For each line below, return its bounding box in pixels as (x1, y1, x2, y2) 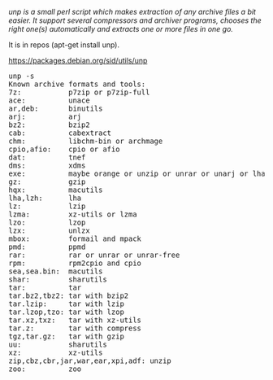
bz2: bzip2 (8, 120, 91, 129)
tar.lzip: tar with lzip (8, 299, 124, 308)
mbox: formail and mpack (8, 234, 142, 243)
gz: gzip (8, 177, 86, 186)
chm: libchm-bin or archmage (8, 137, 163, 146)
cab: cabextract (8, 129, 112, 138)
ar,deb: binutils (8, 104, 103, 113)
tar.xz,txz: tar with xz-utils (8, 316, 142, 325)
